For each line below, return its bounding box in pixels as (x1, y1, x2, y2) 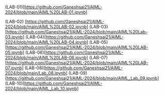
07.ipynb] (5, 65, 24, 71)
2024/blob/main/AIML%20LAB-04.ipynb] (5, 39, 89, 45)
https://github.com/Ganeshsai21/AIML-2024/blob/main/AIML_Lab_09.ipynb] (6, 75, 159, 81)
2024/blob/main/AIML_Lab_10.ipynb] (5, 86, 79, 91)
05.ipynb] (5, 49, 24, 55)
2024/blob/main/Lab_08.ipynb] (5, 70, 68, 76)
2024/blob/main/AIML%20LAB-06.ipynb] (5, 55, 88, 60)
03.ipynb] (5, 34, 24, 40)
